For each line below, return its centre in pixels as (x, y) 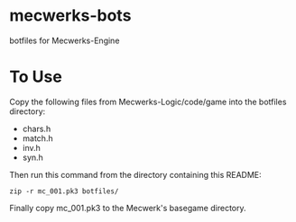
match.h (37, 138)
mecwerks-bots (70, 16)
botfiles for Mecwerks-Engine (65, 40)
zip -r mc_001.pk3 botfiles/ (64, 191)
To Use (36, 77)
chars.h (37, 129)
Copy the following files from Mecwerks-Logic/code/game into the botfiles (148, 102)
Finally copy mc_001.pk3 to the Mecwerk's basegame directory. (128, 208)
